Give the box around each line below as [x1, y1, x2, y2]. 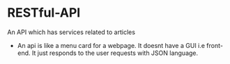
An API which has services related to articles [7, 28, 136, 36]
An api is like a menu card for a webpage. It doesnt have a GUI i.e [17, 41, 206, 49]
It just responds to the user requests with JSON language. [31, 49, 199, 57]
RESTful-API [7, 5, 81, 21]
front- [206, 41, 223, 49]
